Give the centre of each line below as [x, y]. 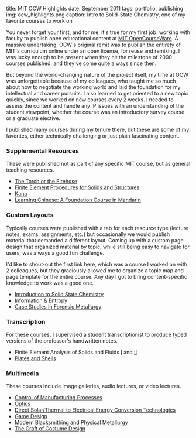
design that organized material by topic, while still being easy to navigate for [98, 247]
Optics [23, 404]
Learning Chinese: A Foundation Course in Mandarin [78, 200]
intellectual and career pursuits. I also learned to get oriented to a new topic [97, 93]
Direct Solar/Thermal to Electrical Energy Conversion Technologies [95, 410]
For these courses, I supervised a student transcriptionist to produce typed [97, 334]
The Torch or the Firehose [46, 182]
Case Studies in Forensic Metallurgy [58, 306]
